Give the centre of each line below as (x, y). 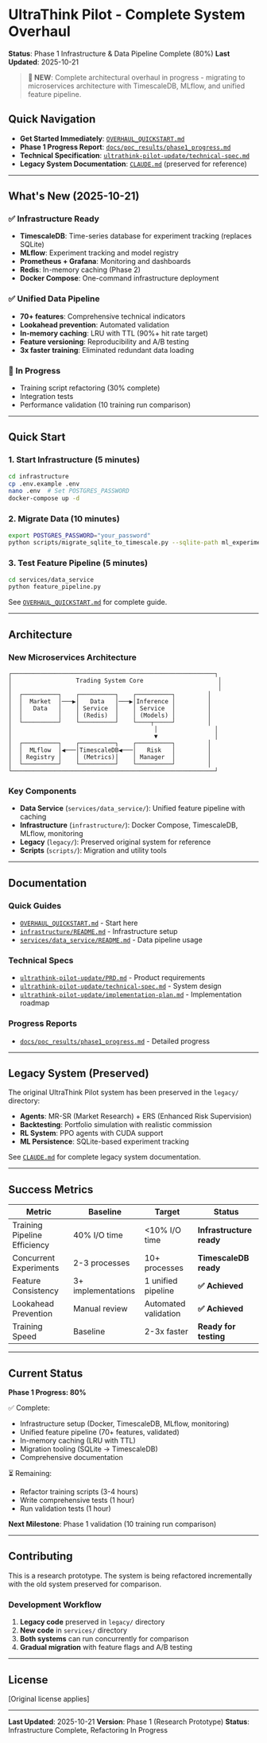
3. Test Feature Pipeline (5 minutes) (78, 564)
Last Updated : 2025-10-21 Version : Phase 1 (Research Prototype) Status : (129, 1722)
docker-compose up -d (44, 498)
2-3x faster (166, 1331)
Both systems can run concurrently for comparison (104, 1639)
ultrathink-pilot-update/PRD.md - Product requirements (112, 978)
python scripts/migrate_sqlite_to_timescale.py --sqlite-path (113, 543)
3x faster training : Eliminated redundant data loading (107, 350)
